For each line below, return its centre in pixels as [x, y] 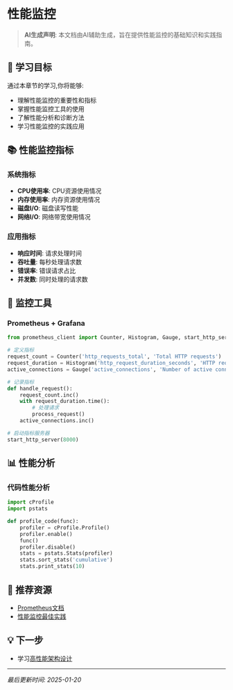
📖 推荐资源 [29, 590]
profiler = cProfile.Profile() [65, 528]
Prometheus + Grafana [46, 323]
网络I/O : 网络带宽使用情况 [54, 217]
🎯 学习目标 [29, 68]
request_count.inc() [49, 395]
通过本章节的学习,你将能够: [46, 85]
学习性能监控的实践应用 [51, 126]
